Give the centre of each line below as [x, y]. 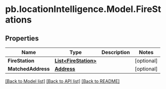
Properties [22, 38]
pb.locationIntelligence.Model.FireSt [83, 9]
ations [18, 20]
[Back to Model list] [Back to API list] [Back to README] [62, 81]
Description [116, 52]
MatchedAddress [29, 69]
